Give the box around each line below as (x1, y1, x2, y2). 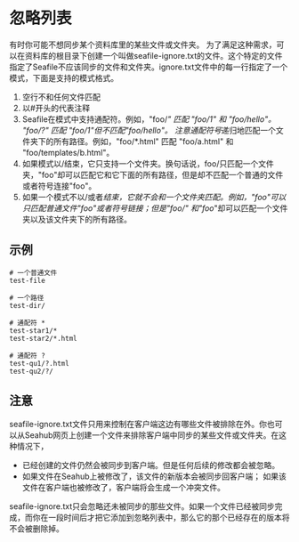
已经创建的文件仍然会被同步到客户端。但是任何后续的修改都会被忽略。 (21, 459, 280, 470)
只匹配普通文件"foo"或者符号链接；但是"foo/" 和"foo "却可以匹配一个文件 (21, 202, 288, 214)
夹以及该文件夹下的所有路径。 (21, 214, 132, 224)
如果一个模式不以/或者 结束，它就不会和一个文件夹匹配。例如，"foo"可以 (21, 191, 287, 202)
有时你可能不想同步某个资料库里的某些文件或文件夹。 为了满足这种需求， (9, 39, 277, 50)
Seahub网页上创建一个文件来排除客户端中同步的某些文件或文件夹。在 (24, 429, 279, 441)
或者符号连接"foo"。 (21, 180, 97, 191)
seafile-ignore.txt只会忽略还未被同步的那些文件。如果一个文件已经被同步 (9, 500, 276, 512)
